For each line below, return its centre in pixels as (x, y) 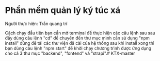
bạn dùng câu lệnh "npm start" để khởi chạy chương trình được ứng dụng (78, 48)
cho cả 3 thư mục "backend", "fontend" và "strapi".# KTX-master (70, 53)
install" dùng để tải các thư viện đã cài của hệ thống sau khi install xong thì (80, 43)
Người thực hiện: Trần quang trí (36, 24)
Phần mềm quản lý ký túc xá (63, 10)
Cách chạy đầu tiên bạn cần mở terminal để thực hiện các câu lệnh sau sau (80, 33)
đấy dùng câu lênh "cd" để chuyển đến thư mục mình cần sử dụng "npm (77, 38)
